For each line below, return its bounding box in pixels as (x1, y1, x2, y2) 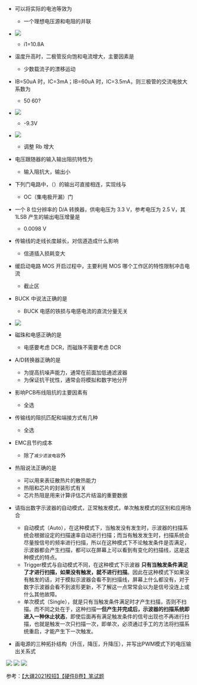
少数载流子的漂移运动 (23, 66, 76, 72)
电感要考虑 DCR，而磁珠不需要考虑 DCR (23, 344, 121, 351)
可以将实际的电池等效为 (14, 5, 72, 12)
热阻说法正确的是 (14, 464, 57, 471)
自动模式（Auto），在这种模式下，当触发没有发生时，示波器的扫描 (23, 524, 183, 531)
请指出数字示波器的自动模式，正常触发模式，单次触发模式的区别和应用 (14, 505, 186, 511)
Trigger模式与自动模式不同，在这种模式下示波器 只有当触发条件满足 (23, 561, 188, 568)
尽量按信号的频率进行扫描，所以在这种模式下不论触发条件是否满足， (23, 539, 190, 546)
